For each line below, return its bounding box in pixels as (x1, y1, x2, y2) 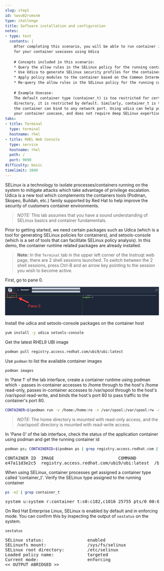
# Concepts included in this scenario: (14, 59, 95, 65)
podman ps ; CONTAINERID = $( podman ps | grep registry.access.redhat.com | (5, 447, 159, 452)
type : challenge (5, 18, 38, 23)
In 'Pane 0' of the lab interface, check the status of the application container (5, 431, 159, 437)
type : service (9, 142, 38, 147)
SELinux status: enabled (5, 537, 106, 543)
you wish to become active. (17, 267, 73, 274)
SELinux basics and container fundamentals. (17, 217, 107, 223)
